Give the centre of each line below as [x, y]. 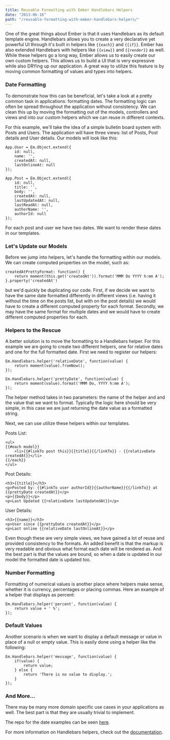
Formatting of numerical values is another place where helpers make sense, [84, 584]
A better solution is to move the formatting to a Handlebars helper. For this [83, 341]
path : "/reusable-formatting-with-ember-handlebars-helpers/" [72, 19]
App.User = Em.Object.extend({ [38, 147]
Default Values [24, 625]
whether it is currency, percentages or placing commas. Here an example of [85, 589]
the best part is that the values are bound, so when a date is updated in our [84, 554]
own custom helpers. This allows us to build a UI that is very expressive [80, 61]
